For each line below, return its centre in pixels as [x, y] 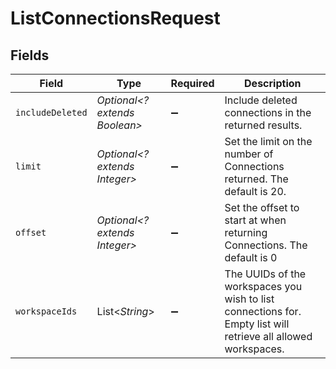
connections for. [263, 311]
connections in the [268, 112]
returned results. [263, 125]
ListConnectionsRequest [115, 18]
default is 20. [255, 191]
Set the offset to [262, 207]
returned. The [256, 179]
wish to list [249, 299]
